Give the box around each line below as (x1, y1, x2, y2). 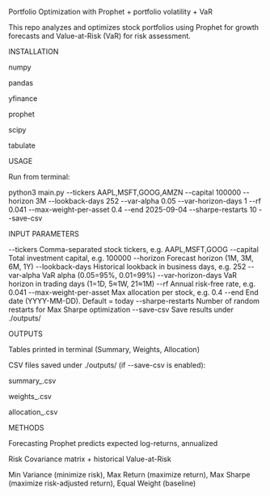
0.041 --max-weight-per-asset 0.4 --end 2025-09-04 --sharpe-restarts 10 (8, 205, 257, 214)
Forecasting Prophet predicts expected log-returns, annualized (8, 439, 218, 448)
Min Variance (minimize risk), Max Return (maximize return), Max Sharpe (8, 470, 251, 479)
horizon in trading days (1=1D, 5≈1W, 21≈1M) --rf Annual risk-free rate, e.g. (8, 279, 256, 288)
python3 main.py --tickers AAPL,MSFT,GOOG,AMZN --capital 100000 (8, 187, 242, 197)
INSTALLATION (8, 47, 59, 56)
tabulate (8, 141, 36, 150)
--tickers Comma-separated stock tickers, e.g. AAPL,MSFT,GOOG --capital (8, 245, 259, 254)
